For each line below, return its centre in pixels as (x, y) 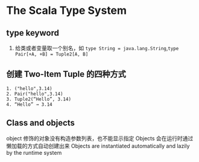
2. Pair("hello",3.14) (35, 94)
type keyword (33, 33)
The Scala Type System (67, 11)
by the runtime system (34, 152)
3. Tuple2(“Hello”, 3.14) (39, 99)
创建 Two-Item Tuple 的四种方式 (66, 74)
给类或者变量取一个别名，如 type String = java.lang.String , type (97, 48)
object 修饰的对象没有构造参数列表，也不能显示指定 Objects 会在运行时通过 (100, 138)
